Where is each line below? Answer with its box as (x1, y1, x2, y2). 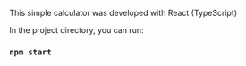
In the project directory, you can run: (9, 25, 144, 35)
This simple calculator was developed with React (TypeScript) (9, 8, 238, 18)
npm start (9, 46, 52, 57)
